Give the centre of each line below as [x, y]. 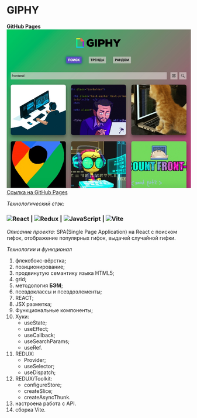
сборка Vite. [30, 409]
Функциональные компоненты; [54, 310]
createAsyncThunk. [47, 397]
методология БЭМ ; [39, 285]
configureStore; [43, 385]
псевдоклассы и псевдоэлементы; [58, 291]
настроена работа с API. [46, 403]
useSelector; [39, 366]
